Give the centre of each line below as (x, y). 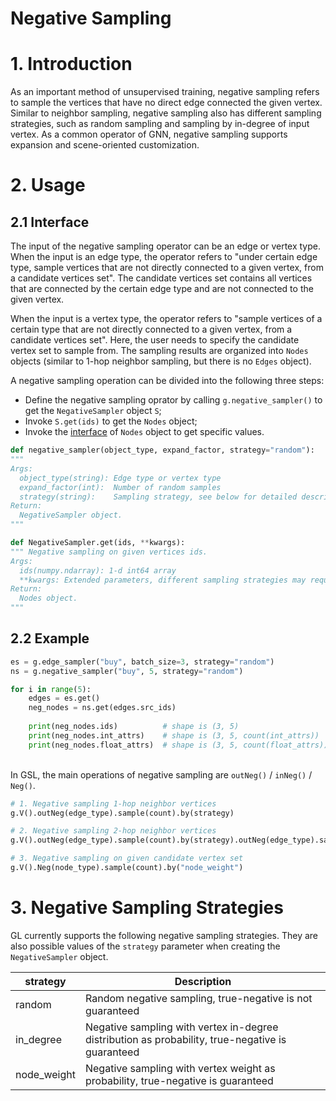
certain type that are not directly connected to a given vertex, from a (151, 329)
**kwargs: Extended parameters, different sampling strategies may (163, 580)
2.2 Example (50, 638)
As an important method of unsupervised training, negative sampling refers (165, 92)
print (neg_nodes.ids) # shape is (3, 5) (134, 727)
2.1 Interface (50, 222)
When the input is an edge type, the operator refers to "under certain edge (164, 257)
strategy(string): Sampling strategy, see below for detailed (158, 497)
